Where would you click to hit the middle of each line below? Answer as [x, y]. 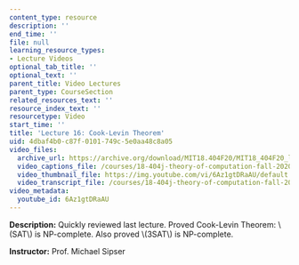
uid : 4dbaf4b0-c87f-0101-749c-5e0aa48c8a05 [91, 141]
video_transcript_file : [61, 183]
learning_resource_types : [57, 51]
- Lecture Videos [41, 59]
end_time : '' [33, 34]
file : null [29, 42]
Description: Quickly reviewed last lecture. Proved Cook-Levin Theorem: [143, 224]
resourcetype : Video [48, 116]
